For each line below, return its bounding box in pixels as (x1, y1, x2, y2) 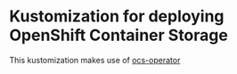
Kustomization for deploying (9, 6, 225, 27)
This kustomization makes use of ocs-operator (9, 54, 181, 65)
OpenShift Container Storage (9, 25, 229, 45)
